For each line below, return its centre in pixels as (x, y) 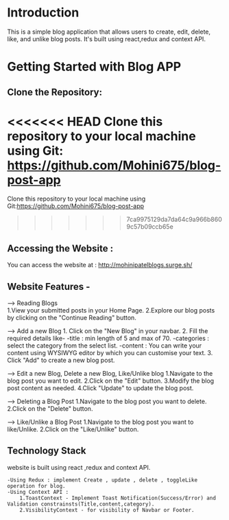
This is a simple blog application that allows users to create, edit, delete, (109, 32)
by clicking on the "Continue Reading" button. (72, 318)
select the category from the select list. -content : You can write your (105, 346)
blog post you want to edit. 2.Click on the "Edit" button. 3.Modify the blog (111, 381)
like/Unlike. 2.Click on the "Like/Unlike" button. (73, 429)
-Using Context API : (38, 492)
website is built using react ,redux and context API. (79, 467)
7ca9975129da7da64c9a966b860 (174, 219)
